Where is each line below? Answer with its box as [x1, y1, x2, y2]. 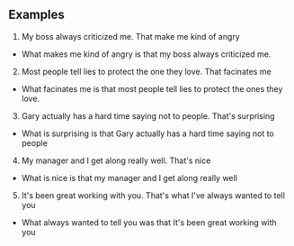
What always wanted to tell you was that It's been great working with [21, 216, 277, 228]
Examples [8, 7, 65, 23]
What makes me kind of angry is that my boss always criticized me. [21, 49, 272, 59]
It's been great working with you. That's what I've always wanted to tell [21, 189, 285, 201]
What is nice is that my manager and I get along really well [21, 172, 237, 183]
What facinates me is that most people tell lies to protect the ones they [21, 83, 283, 94]
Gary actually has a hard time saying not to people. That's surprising [21, 110, 275, 121]
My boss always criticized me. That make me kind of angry [21, 31, 240, 41]
